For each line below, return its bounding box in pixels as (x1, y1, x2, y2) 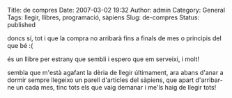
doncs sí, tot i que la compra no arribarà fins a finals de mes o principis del (7, 34, 222, 42)
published (7, 21, 36, 28)
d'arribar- (194, 76, 223, 84)
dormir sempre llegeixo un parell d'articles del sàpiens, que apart (7, 76, 194, 84)
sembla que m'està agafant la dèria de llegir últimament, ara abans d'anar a (7, 69, 224, 76)
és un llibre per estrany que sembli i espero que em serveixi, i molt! (7, 55, 200, 63)
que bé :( (7, 42, 33, 49)
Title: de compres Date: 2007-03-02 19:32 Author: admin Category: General (7, 6, 225, 14)
